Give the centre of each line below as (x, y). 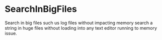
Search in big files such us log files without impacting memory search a (79, 23)
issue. (11, 33)
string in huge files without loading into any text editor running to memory (81, 28)
